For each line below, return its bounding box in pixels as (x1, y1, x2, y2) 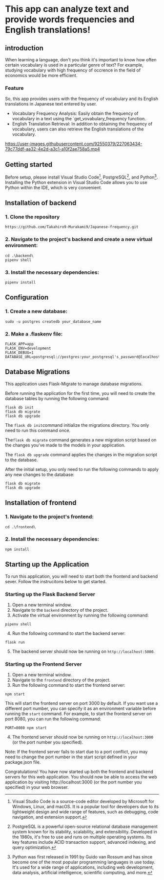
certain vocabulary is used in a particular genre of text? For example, (5, 62, 144, 68)
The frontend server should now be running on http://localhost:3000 (12, 734, 154, 740)
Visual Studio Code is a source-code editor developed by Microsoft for (12, 799, 155, 804)
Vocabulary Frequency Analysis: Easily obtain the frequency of (12, 110, 139, 116)
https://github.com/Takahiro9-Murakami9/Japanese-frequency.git (5, 225, 139, 230)
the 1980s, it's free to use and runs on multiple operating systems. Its (12, 834, 151, 840)
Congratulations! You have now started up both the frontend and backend (5, 769, 154, 775)
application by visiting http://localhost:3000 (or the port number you (5, 779, 142, 785)
